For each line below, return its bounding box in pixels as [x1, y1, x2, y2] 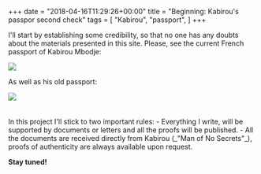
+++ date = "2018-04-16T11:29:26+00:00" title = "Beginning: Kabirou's [8, 7, 239, 16]
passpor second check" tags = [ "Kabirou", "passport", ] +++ [8, 15, 207, 24]
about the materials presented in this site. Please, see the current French [8, 39, 244, 48]
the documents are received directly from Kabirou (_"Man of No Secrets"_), [8, 134, 252, 143]
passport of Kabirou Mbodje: [8, 47, 102, 56]
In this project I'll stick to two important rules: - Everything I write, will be [8, 117, 244, 126]
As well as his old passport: [8, 77, 97, 86]
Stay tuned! [8, 157, 47, 166]
